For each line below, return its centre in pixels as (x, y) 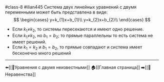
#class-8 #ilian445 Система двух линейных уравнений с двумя (71, 7)
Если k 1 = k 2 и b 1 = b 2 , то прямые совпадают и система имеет (77, 47)
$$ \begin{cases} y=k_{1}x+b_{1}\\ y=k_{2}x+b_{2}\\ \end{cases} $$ (82, 20)
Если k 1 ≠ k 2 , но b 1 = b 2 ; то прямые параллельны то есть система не (82, 36)
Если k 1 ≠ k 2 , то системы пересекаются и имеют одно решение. (78, 30)
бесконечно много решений (41, 53)
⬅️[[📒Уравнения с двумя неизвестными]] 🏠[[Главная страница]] (72, 67)
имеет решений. (29, 42)
